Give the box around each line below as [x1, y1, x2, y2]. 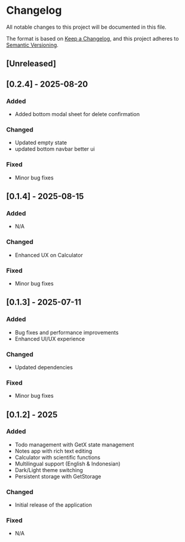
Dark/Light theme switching [14, 466, 84, 473]
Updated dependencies [14, 363, 73, 371]
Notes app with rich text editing [14, 447, 92, 455]
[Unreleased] [6, 59, 57, 69]
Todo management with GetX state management [14, 441, 134, 448]
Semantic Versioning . [6, 41, 58, 48]
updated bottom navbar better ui [14, 145, 95, 153]
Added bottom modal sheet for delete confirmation [14, 111, 140, 118]
